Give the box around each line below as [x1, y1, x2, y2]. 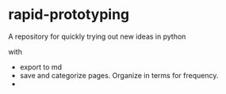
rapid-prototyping [8, 6, 130, 24]
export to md [19, 62, 62, 72]
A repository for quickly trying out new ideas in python [8, 32, 186, 41]
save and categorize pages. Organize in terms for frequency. [19, 70, 219, 80]
